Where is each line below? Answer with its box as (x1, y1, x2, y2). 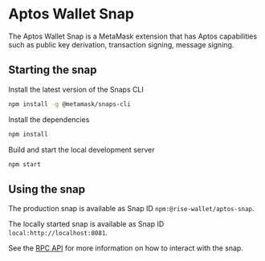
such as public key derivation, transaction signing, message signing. (8, 39, 234, 49)
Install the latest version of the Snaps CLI (8, 84, 145, 94)
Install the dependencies (8, 114, 90, 124)
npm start (8, 160, 42, 169)
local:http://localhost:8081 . (8, 228, 108, 238)
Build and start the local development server (8, 145, 155, 154)
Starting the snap (8, 63, 97, 77)
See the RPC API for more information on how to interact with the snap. (8, 243, 243, 253)
